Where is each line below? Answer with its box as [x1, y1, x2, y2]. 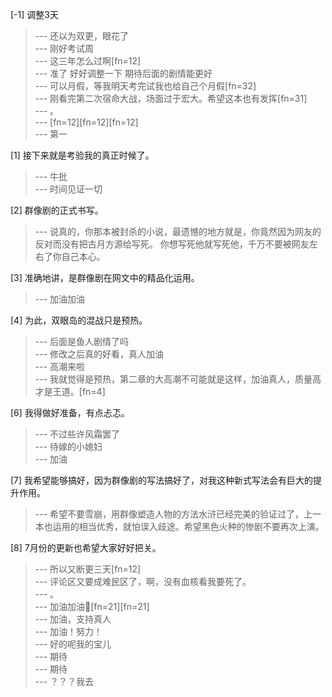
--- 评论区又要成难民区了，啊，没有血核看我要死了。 [34, 576, 252, 587]
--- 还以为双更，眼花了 [34, 30, 130, 42]
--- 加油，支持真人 [34, 613, 112, 625]
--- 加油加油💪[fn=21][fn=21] [34, 601, 150, 612]
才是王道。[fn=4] [34, 386, 106, 397]
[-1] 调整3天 [10, 9, 59, 20]
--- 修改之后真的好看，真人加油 [34, 348, 165, 360]
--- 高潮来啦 [34, 361, 86, 372]
